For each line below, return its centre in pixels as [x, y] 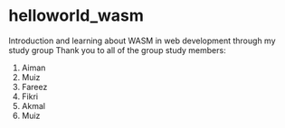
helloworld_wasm [76, 16]
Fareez [34, 87]
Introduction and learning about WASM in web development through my [142, 41]
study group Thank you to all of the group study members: [118, 50]
